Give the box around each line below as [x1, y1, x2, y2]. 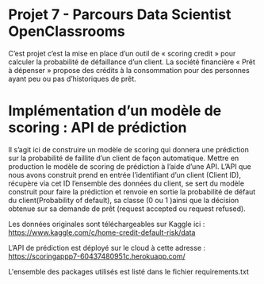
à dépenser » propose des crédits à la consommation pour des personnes [8, 65, 250, 75]
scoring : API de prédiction [8, 119, 187, 136]
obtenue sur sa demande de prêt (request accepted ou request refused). [8, 204, 246, 213]
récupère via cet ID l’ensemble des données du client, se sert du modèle [8, 178, 244, 188]
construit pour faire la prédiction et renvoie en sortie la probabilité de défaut [8, 186, 256, 196]
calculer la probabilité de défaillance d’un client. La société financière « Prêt [8, 57, 256, 67]
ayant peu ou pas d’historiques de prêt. [8, 74, 136, 83]
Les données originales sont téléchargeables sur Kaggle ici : [8, 219, 205, 228]
